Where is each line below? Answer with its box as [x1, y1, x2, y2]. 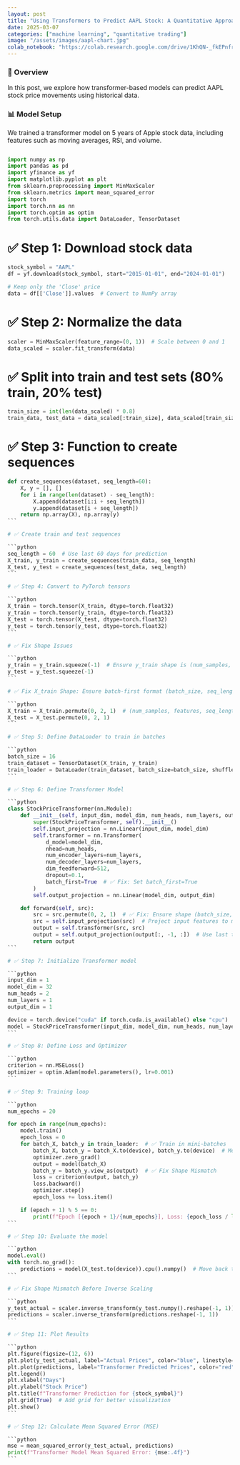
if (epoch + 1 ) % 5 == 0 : [20, 1206, 98, 1214]
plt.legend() [7, 1370, 46, 1377]
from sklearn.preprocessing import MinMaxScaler [7, 183, 155, 190]
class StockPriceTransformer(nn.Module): [7, 805, 133, 813]
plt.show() [7, 1403, 40, 1411]
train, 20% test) [7, 384, 103, 401]
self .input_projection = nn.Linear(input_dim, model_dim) [33, 825, 209, 832]
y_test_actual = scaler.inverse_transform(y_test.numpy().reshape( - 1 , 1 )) [7, 1304, 235, 1311]
